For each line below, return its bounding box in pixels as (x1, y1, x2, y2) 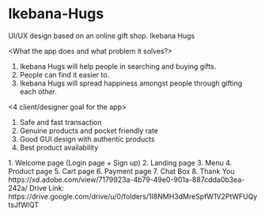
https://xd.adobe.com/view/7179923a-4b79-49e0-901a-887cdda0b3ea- (8, 175, 245, 184)
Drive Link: (28, 183, 65, 192)
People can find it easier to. (19, 70, 109, 79)
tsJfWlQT (8, 199, 40, 210)
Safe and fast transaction (19, 117, 102, 127)
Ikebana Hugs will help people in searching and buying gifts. (19, 61, 217, 71)
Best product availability (19, 142, 99, 152)
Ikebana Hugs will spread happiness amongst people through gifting (19, 78, 243, 88)
